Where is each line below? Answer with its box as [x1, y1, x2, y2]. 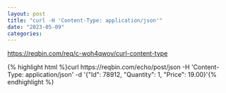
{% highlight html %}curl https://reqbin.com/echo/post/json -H [7, 63, 190, 71]
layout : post [7, 10, 46, 18]
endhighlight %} [7, 78, 54, 87]
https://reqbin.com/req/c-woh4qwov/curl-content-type [7, 49, 168, 58]
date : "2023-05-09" [7, 23, 65, 30]
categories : [7, 30, 42, 37]
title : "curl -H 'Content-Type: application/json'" [7, 17, 162, 24]
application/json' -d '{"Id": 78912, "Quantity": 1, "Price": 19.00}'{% [25, 70, 217, 79]
